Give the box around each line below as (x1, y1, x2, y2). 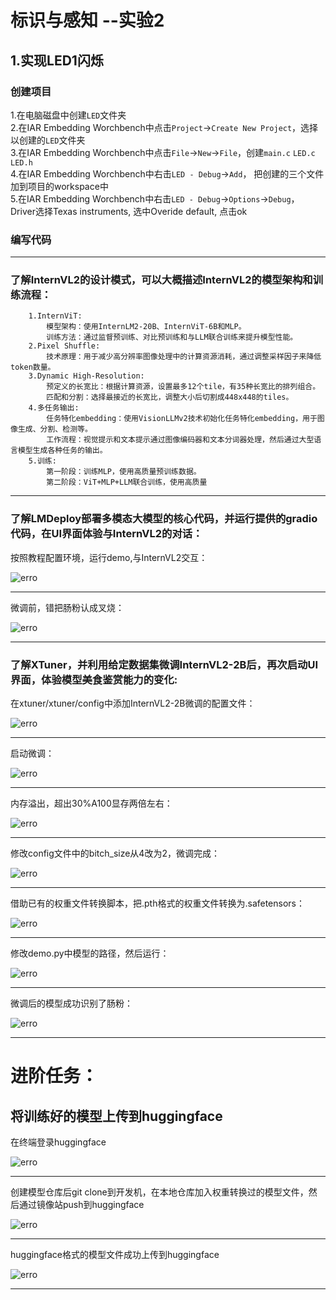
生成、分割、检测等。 (17, 424, 93, 435)
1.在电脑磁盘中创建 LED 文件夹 (10, 109, 127, 121)
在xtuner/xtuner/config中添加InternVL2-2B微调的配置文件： (10, 697, 256, 710)
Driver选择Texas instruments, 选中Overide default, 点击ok (10, 205, 248, 217)
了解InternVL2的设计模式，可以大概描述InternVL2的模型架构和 (10, 273, 313, 287)
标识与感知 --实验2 (10, 9, 165, 32)
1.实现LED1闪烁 (10, 52, 104, 69)
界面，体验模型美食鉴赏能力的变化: (10, 672, 178, 686)
